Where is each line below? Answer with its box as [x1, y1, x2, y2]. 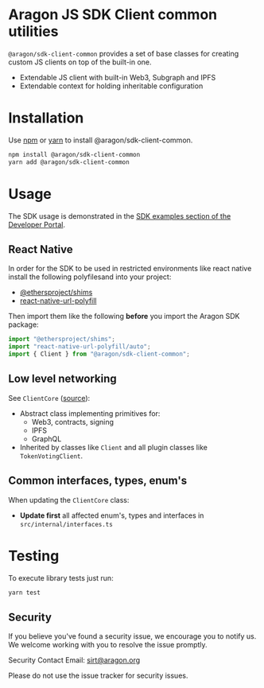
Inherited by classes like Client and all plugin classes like [19, 442, 208, 452]
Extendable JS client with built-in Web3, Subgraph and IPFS [19, 72, 216, 82]
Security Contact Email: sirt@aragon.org [8, 655, 141, 665]
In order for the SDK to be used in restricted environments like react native [8, 264, 252, 274]
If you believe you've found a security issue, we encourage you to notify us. [8, 632, 257, 641]
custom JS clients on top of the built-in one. [8, 57, 153, 67]
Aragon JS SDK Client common [8, 6, 217, 24]
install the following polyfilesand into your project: [8, 272, 172, 282]
